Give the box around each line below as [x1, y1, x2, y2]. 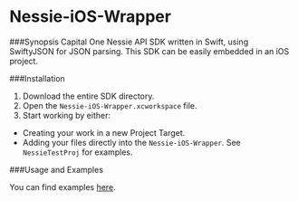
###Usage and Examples [9, 164, 104, 175]
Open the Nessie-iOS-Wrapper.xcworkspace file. [22, 100, 197, 110]
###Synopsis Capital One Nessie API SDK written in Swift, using [9, 36, 249, 47]
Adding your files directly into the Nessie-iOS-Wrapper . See [22, 137, 242, 148]
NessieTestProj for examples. [22, 147, 133, 158]
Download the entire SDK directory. [22, 91, 155, 101]
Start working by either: [22, 110, 111, 120]
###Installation [9, 72, 65, 83]
